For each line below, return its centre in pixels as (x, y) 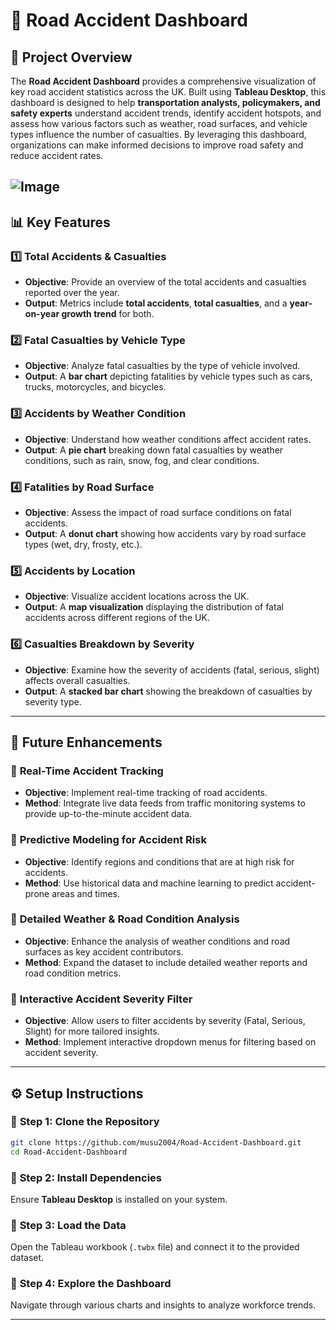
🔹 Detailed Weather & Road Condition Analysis (125, 919)
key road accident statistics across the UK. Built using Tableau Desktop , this (168, 92)
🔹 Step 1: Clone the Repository (85, 1122)
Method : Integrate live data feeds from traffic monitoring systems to (165, 803)
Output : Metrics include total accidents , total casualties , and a (156, 303)
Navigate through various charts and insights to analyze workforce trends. (163, 1305)
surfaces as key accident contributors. (104, 951)
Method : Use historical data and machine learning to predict (149, 883)
